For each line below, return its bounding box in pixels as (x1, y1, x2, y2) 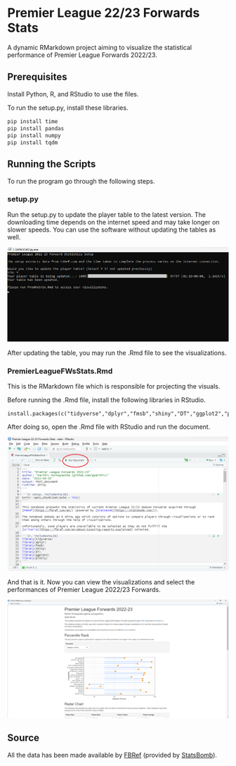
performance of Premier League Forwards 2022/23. (7, 51, 158, 59)
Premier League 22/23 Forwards (7, 5, 200, 21)
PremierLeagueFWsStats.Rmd (7, 366, 113, 376)
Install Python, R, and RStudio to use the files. (7, 89, 139, 98)
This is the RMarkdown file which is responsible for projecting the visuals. (7, 382, 221, 391)
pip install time (7, 118, 58, 125)
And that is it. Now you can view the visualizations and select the (7, 577, 195, 586)
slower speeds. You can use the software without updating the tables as (7, 225, 216, 234)
